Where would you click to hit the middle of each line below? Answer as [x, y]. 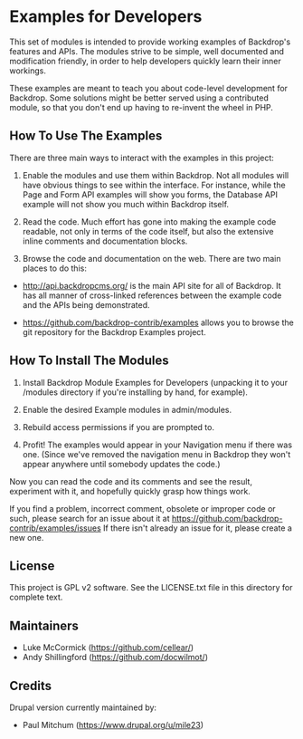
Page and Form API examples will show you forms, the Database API [150, 194]
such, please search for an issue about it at [90, 518]
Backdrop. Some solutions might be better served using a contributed [139, 98]
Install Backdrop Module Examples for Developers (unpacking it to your [155, 382]
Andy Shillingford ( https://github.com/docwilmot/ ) [115, 657]
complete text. [36, 597]
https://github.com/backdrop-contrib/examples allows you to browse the [158, 322]
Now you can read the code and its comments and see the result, [131, 481]
